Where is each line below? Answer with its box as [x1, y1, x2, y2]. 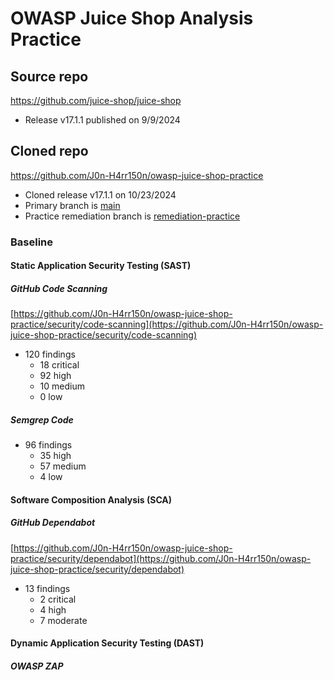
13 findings [24, 582, 71, 594]
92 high [39, 370, 72, 382]
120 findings [24, 348, 76, 361]
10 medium [39, 380, 85, 392]
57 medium [39, 460, 87, 472]
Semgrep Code [10, 413, 74, 426]
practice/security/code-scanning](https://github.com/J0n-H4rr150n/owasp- [10, 318, 324, 331]
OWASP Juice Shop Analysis [10, 7, 254, 30]
